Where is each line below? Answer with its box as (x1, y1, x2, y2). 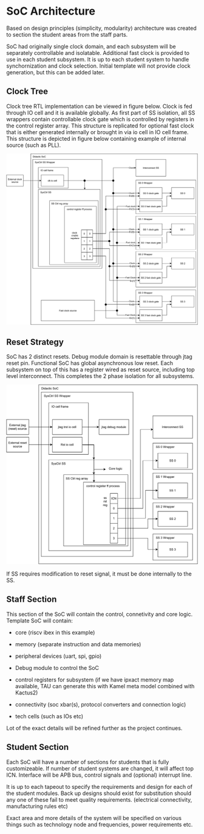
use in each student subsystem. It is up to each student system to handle (6, 55, 189, 63)
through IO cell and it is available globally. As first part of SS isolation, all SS (6, 109, 195, 116)
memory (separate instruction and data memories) (15, 640, 141, 647)
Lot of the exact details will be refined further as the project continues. (6, 724, 183, 732)
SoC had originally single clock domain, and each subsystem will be (6, 43, 176, 50)
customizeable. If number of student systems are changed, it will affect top (6, 764, 194, 772)
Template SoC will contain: (6, 617, 73, 624)
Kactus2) (15, 689, 38, 696)
